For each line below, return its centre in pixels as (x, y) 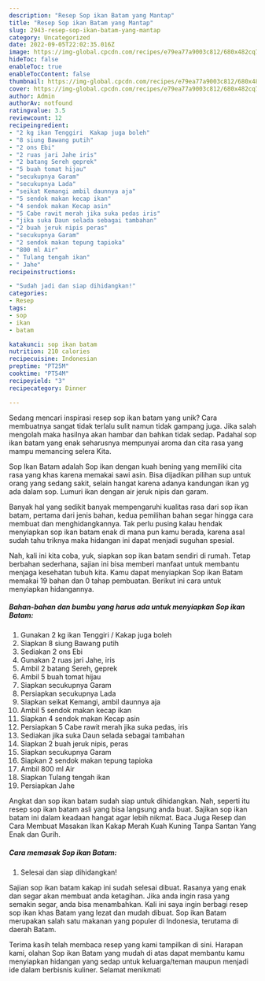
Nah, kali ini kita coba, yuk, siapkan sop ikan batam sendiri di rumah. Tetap (130, 556)
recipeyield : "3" (37, 381)
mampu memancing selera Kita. (60, 451)
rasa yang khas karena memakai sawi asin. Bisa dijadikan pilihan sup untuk (130, 474)
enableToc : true (35, 67)
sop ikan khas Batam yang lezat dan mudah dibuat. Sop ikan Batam (118, 913)
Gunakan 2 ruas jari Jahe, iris (68, 660)
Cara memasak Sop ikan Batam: (63, 853)
